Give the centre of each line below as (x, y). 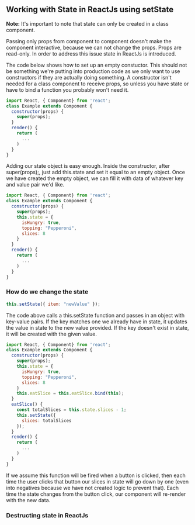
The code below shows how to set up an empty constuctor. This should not (97, 65)
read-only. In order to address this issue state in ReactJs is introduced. (91, 53)
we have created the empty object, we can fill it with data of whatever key (95, 178)
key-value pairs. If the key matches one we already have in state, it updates (97, 322)
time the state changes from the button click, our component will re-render (96, 494)
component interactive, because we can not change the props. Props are (94, 47)
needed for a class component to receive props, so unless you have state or (97, 84)
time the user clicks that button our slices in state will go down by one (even (97, 481)
